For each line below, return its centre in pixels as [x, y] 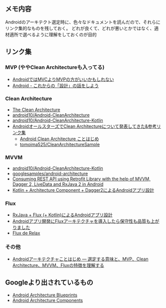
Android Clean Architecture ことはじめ [59, 139]
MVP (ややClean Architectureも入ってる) [55, 68]
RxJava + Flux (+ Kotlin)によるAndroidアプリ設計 [63, 215]
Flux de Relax [26, 233]
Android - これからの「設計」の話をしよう [56, 85]
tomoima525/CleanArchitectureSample [60, 144]
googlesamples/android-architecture [50, 174]
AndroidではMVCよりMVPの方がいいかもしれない [63, 79]
